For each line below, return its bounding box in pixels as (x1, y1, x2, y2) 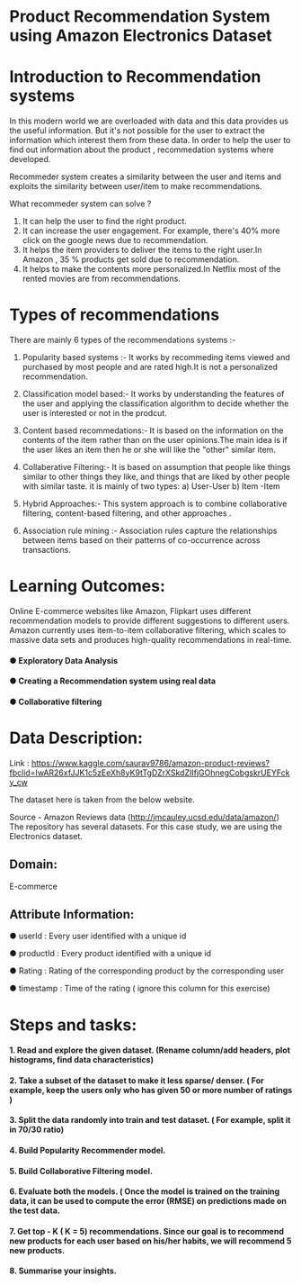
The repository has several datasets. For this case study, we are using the (9, 821, 283, 832)
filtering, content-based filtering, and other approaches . (22, 508, 232, 519)
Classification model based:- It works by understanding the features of (22, 389, 285, 400)
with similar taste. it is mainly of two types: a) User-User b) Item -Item (22, 481, 280, 492)
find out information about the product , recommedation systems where (9, 144, 274, 155)
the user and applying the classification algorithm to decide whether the (22, 398, 289, 409)
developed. (9, 154, 51, 165)
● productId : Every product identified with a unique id (9, 948, 212, 959)
